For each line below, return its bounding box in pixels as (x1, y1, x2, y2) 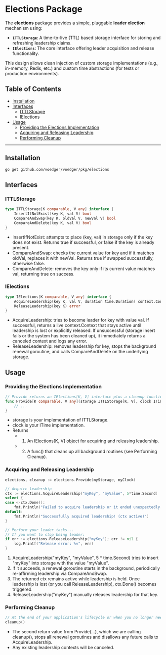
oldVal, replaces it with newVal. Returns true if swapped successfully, (12, 255, 154, 261)
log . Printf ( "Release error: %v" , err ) (14, 541, 94, 546)
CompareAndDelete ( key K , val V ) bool (14, 220, 92, 226)
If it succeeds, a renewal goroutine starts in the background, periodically (12, 565, 160, 571)
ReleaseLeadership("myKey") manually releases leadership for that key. (12, 592, 159, 598)
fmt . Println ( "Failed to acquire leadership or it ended (14, 505, 132, 510)
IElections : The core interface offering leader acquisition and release (12, 45, 155, 51)
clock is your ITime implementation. (12, 422, 85, 428)
